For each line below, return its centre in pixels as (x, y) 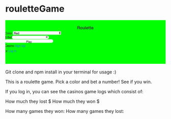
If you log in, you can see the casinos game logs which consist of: (74, 92)
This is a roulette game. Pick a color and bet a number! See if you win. (79, 82)
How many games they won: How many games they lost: (65, 111)
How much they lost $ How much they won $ (52, 101)
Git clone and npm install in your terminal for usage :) (61, 72)
